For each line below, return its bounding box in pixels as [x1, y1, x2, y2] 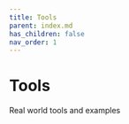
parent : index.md [9, 21, 73, 30]
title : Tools [9, 12, 57, 22]
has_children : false [9, 29, 86, 38]
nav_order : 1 [9, 37, 57, 47]
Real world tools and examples [9, 105, 121, 116]
